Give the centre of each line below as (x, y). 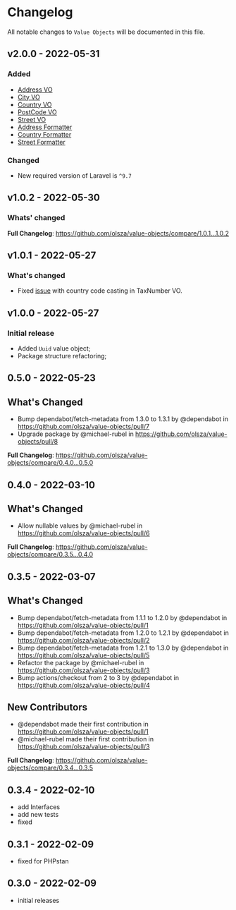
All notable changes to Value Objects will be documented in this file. (106, 32)
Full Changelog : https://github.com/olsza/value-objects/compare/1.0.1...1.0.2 (118, 233)
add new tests (38, 815)
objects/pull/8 (38, 442)
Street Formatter (41, 142)
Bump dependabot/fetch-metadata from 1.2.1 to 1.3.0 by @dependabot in (123, 648)
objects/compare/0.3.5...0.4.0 (50, 554)
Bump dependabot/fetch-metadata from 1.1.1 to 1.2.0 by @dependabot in (122, 617)
